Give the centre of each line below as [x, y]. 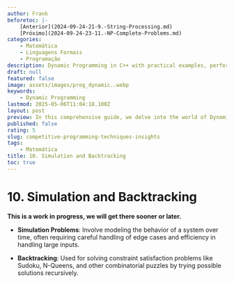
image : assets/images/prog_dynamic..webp [68, 85]
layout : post [26, 111]
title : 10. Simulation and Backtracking [67, 156]
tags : [15, 143]
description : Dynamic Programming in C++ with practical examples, [107, 65]
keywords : [22, 91]
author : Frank [28, 14]
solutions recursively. [48, 273]
